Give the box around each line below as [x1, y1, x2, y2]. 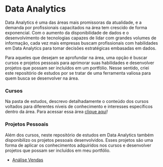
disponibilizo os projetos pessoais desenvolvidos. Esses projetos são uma [5, 137, 153, 143]
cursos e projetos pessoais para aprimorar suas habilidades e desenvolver [5, 60, 155, 66]
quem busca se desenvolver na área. [5, 75, 79, 81]
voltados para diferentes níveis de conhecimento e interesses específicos [5, 103, 153, 110]
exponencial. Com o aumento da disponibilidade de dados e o [5, 30, 129, 35]
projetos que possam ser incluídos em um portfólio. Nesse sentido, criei [5, 65, 149, 71]
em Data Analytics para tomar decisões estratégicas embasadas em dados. [5, 45, 157, 51]
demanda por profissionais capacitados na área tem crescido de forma [5, 24, 147, 30]
